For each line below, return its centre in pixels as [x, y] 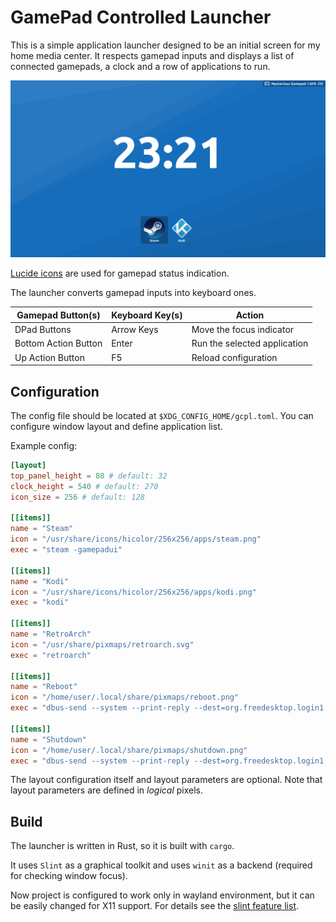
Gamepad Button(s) [58, 315]
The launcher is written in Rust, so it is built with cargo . [122, 846]
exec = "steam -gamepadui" [66, 550]
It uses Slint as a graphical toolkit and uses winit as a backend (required [161, 865]
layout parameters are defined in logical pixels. [106, 790]
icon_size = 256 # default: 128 [77, 497]
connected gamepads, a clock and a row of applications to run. [140, 66]
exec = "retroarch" [51, 655]
